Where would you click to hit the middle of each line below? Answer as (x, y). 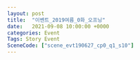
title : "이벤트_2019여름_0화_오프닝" (56, 20)
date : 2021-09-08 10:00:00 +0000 (58, 26)
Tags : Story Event (33, 39)
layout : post (26, 13)
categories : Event (33, 33)
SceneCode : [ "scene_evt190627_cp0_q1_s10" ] (71, 46)
